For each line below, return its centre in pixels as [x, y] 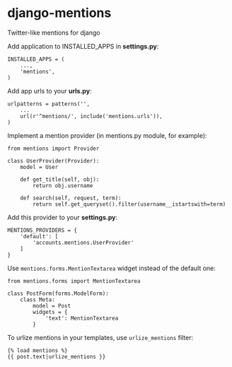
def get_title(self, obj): [60, 179]
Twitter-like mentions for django [54, 33]
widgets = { [51, 312]
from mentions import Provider [53, 148]
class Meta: [37, 299]
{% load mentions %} [38, 350]
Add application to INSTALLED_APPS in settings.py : [83, 46]
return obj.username [63, 185]
